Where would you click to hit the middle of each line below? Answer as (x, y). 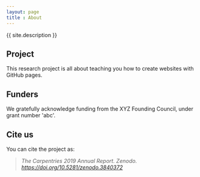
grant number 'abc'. (31, 116)
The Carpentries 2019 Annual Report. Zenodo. (79, 161)
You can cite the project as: (40, 149)
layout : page (23, 12)
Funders (22, 94)
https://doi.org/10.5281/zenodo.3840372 (72, 167)
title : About (24, 18)
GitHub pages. (24, 75)
